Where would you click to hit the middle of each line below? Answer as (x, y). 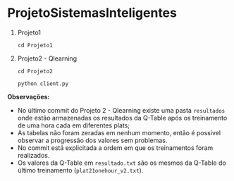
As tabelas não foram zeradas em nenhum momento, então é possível (119, 132)
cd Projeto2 (35, 71)
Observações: (29, 96)
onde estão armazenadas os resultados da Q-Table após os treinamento (122, 118)
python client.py (43, 83)
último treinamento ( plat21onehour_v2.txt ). (80, 170)
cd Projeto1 (35, 45)
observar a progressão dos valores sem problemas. (92, 140)
